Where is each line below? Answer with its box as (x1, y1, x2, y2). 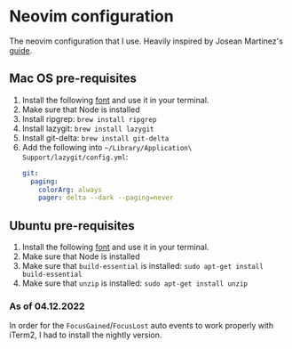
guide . (9, 45, 33, 55)
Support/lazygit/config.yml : (21, 151, 129, 162)
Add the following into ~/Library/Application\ (21, 142, 193, 152)
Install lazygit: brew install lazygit (21, 123, 154, 134)
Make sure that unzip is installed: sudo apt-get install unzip (21, 278, 249, 288)
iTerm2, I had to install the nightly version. (9, 329, 162, 340)
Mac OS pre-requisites (9, 71, 138, 86)
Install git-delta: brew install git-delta (21, 132, 170, 143)
